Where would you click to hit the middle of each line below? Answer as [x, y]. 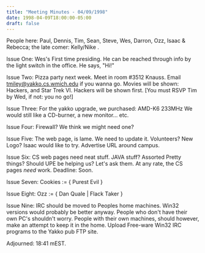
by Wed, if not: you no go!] [40, 97]
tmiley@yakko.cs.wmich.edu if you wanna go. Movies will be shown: [93, 84]
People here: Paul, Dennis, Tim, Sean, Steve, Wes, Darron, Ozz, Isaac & [96, 41]
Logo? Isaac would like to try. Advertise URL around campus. [83, 145]
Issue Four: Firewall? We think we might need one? [70, 127]
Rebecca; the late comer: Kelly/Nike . [53, 47]
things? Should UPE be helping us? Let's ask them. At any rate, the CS [95, 164]
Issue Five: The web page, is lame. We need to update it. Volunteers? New [100, 139]
